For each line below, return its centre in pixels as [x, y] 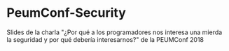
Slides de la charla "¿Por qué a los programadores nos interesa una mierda [114, 32]
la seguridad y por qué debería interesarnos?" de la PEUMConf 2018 [105, 39]
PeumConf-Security [67, 13]
